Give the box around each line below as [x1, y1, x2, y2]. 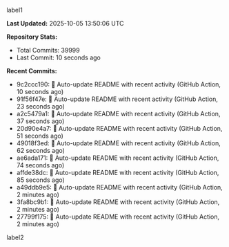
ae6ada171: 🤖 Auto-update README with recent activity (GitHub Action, [16, 154, 219, 162]
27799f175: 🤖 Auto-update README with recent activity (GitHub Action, [16, 212, 220, 221]
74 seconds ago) [16, 161, 65, 169]
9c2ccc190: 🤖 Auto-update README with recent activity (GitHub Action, [16, 80, 221, 89]
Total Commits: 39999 [16, 46, 80, 54]
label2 [6, 233, 24, 241]
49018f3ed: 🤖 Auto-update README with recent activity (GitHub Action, [16, 139, 221, 147]
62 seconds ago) [16, 147, 65, 154]
